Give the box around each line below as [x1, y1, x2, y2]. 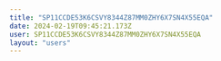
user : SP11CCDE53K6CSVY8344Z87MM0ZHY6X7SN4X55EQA [9, 30, 202, 39]
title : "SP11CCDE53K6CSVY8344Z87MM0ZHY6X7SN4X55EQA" [9, 13, 214, 22]
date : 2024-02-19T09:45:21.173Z [9, 22, 132, 30]
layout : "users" [9, 38, 71, 48]
